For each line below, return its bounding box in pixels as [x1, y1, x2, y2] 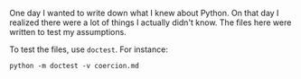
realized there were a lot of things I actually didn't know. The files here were [9, 17, 292, 28]
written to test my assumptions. [9, 27, 127, 37]
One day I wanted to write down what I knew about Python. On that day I [9, 8, 279, 18]
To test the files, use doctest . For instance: [9, 44, 169, 55]
